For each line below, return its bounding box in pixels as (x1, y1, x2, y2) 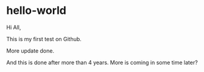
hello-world (6, 4, 67, 18)
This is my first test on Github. (6, 35, 82, 42)
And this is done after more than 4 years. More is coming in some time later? (6, 59, 198, 66)
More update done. (6, 47, 55, 54)
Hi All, (6, 24, 21, 31)
